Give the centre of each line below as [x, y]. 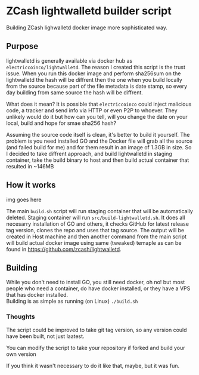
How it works [31, 185]
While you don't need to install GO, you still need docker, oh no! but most [96, 282]
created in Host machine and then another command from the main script [96, 236]
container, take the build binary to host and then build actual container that [98, 160]
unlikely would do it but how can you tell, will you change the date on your [97, 116]
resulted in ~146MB [30, 166]
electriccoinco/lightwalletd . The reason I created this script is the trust [96, 67]
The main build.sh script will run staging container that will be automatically [100, 211]
